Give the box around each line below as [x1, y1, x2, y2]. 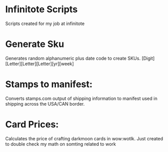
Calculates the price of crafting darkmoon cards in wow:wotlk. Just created [5, 135, 163, 141]
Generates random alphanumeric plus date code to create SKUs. [5, 55, 141, 61]
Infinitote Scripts [5, 4, 78, 15]
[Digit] [142, 55, 155, 61]
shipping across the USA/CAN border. [5, 100, 85, 107]
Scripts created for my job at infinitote [5, 20, 85, 27]
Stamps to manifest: [5, 79, 93, 90]
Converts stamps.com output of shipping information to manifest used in [5, 95, 158, 102]
